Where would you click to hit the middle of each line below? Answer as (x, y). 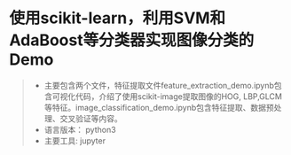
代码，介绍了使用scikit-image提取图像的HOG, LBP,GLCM (178, 96)
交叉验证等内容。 (91, 118)
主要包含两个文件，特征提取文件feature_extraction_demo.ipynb (159, 85)
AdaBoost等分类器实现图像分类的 (132, 40)
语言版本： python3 (80, 129)
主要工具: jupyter (75, 140)
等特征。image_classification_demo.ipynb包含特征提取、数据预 (159, 107)
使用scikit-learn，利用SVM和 (118, 18)
